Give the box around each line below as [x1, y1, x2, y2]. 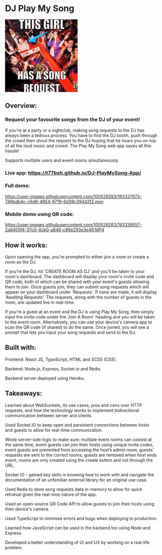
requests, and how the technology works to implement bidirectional [5, 407, 139, 413]
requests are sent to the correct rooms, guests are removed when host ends [5, 452, 157, 458]
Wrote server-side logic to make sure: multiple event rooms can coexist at [5, 437, 152, 442]
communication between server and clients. [5, 412, 93, 418]
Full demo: [5, 183, 30, 189]
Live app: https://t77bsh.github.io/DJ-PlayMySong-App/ [5, 169, 142, 176]
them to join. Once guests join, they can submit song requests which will [5, 284, 149, 289]
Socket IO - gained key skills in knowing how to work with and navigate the [5, 471, 154, 477]
